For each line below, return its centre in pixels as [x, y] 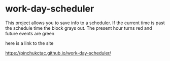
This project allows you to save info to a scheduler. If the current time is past [85, 23]
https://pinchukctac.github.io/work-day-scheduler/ [58, 53]
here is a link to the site [29, 43]
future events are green [30, 33]
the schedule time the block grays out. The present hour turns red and [79, 28]
